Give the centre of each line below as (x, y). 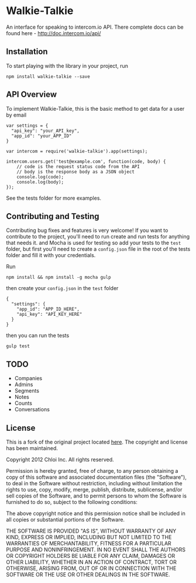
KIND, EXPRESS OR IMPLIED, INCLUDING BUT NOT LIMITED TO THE (89, 537)
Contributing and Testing (53, 216)
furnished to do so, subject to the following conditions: (72, 502)
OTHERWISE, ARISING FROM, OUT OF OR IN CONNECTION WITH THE (91, 568)
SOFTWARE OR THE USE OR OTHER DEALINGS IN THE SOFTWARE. (88, 575)
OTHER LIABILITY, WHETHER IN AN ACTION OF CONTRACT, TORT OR (91, 562)
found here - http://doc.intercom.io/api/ (54, 33)
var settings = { (27, 125)
